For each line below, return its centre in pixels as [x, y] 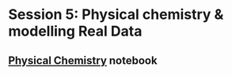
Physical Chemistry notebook [83, 60]
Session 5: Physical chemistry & [116, 15]
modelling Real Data [75, 31]
